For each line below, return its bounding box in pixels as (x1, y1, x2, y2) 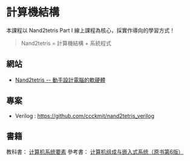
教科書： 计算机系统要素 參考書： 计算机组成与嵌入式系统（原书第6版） (6, 148, 184, 156)
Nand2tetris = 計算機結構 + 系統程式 (21, 39, 112, 47)
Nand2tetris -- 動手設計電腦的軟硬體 (15, 76, 106, 84)
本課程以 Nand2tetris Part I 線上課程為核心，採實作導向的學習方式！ (6, 27, 175, 34)
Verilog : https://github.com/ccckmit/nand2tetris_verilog (15, 112, 154, 119)
